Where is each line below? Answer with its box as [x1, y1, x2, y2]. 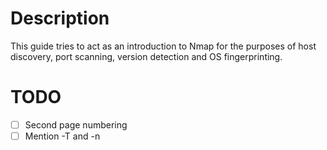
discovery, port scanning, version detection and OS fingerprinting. [10, 50, 283, 62]
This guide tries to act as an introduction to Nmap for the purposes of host [10, 40, 317, 52]
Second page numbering [24, 118, 128, 131]
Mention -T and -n [24, 130, 101, 142]
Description [10, 7, 110, 30]
